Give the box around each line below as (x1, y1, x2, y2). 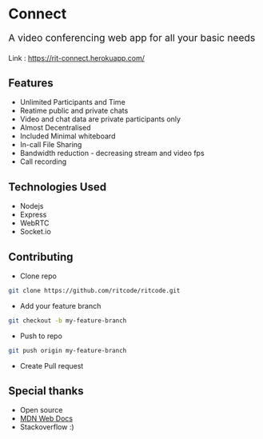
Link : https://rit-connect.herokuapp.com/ (8, 53, 145, 62)
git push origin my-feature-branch (8, 346, 127, 354)
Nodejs (19, 202, 44, 211)
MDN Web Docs (19, 413, 74, 424)
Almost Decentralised (19, 123, 91, 133)
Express (19, 210, 47, 220)
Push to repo (19, 331, 62, 341)
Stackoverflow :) (19, 422, 74, 432)
